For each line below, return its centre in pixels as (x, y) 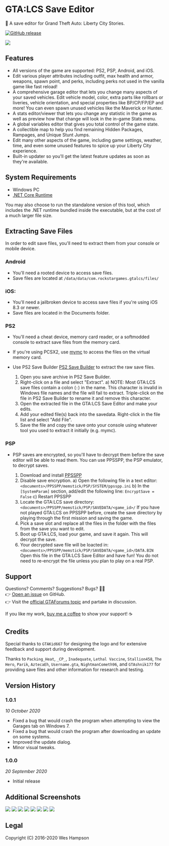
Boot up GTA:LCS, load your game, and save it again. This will (84, 534)
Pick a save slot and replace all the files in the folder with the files (88, 523)
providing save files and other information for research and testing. (75, 670)
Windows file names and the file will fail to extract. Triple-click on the (92, 393)
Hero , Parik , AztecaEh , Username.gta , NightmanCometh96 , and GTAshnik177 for (83, 664)
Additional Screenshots (43, 797)
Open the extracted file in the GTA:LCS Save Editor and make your (89, 404)
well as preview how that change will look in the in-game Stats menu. (84, 118)
